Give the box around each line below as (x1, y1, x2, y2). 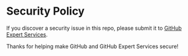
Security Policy (6, 4, 85, 18)
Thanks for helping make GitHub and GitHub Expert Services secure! (6, 43, 179, 50)
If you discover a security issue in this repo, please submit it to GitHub (6, 24, 182, 32)
